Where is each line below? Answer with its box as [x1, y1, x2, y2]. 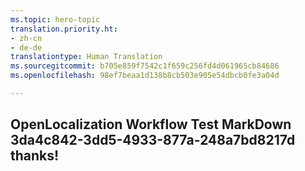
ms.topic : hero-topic [10, 14, 101, 25]
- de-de [10, 42, 43, 53]
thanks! [10, 147, 60, 165]
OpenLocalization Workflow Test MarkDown [10, 116, 292, 133]
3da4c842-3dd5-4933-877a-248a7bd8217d [10, 132, 296, 149]
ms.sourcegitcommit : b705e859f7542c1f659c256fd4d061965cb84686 [10, 61, 280, 71]
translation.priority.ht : [10, 24, 118, 34]
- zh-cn [10, 33, 43, 43]
